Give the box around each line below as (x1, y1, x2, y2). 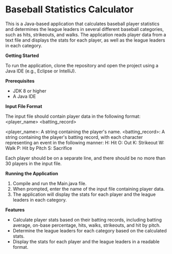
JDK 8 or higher (12, 87, 47, 94)
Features (5, 207, 25, 213)
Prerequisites (5, 78, 35, 84)
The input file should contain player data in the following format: (5, 113, 141, 119)
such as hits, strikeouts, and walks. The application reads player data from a (5, 31, 166, 38)
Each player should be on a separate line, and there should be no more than (5, 155, 166, 161)
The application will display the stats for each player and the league (12, 191, 156, 197)
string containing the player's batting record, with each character (5, 134, 143, 140)
